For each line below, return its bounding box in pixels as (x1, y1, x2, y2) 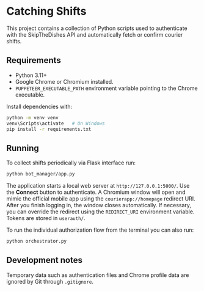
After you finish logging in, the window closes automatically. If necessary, (6, 202, 191, 209)
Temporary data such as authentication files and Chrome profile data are (6, 271, 189, 279)
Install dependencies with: (6, 103, 73, 110)
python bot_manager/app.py (6, 171, 75, 177)
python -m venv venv (6, 114, 59, 120)
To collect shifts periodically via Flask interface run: (6, 159, 136, 166)
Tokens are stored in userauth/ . (6, 215, 86, 222)
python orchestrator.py (6, 238, 67, 245)
